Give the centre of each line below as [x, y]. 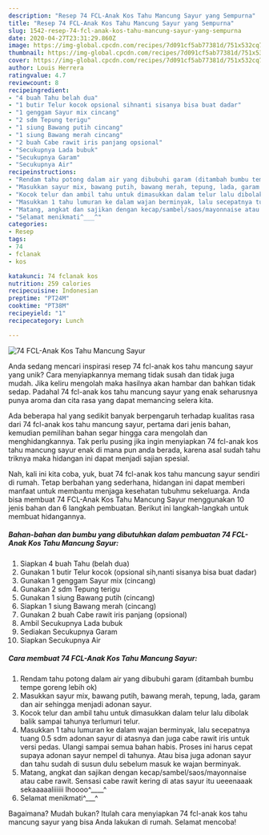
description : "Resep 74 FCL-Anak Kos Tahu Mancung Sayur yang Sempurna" [132, 16]
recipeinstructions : [43, 172]
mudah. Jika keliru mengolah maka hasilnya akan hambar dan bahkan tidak [132, 383]
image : [19, 46]
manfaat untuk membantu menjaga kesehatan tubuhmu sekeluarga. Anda [129, 490]
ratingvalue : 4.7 [37, 75]
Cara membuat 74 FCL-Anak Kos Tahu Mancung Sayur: [103, 659]
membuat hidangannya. [47, 516]
